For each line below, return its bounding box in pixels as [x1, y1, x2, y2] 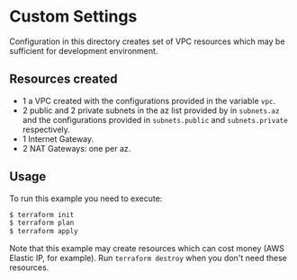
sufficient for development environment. [9, 45, 158, 56]
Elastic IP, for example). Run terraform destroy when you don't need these [9, 253, 288, 264]
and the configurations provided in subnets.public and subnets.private [22, 114, 288, 125]
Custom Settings [9, 6, 138, 27]
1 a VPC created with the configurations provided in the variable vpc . [22, 95, 276, 106]
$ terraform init [9, 210, 75, 219]
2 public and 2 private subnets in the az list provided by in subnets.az [22, 105, 280, 116]
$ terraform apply [9, 227, 78, 236]
